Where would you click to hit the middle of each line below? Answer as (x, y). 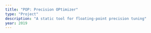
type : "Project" (22, 14)
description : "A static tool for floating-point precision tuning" (76, 18)
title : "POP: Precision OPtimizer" (42, 9)
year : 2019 (16, 23)
